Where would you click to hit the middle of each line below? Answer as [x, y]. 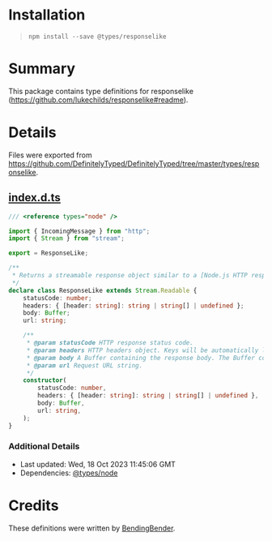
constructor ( [45, 380]
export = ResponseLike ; [49, 253]
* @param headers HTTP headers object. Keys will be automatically [142, 350]
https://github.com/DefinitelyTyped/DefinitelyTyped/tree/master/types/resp [134, 163]
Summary [42, 69]
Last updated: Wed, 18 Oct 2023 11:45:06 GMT [98, 464]
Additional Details [44, 446]
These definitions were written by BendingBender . [92, 528]
